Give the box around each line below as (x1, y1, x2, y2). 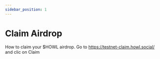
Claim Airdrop (5, 28, 62, 39)
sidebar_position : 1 (5, 7, 47, 12)
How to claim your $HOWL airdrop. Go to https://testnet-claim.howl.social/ (5, 44, 155, 50)
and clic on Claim (5, 49, 40, 55)
